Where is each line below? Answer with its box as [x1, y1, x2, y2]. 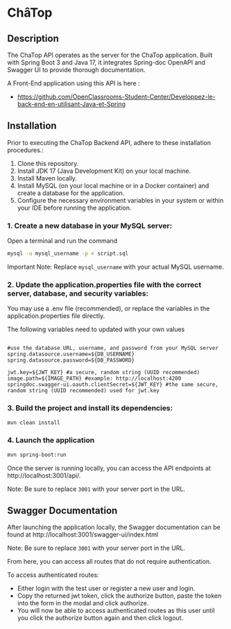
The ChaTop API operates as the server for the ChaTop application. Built [7, 51, 213, 59]
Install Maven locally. [17, 174, 78, 182]
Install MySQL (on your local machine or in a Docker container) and [17, 181, 209, 190]
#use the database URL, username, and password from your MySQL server [7, 345, 219, 352]
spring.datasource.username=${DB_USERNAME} [7, 351, 135, 358]
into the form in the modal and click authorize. [17, 599, 149, 607]
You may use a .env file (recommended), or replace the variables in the [7, 304, 210, 313]
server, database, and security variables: [7, 288, 149, 298]
